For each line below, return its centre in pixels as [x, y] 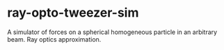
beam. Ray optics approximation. [54, 39]
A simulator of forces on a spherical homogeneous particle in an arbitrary [112, 32]
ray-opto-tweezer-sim [73, 13]
